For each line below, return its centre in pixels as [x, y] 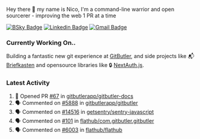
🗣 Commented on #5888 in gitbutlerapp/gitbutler [76, 102]
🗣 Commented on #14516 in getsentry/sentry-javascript [84, 111]
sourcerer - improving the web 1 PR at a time [61, 16]
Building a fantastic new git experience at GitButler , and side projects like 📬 [100, 56]
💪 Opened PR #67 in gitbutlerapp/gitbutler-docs [74, 96]
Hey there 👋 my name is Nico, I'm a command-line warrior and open [90, 9]
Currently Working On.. [41, 43]
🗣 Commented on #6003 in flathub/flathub [68, 129]
